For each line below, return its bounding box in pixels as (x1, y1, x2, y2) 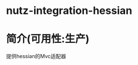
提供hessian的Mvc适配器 (6, 53, 66, 60)
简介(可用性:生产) (6, 32, 90, 46)
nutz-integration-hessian (6, 4, 133, 17)
